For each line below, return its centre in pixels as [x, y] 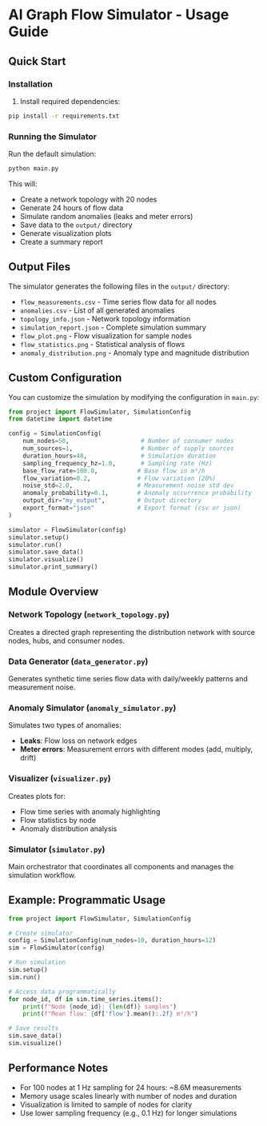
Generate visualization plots [66, 233]
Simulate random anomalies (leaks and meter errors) [106, 216]
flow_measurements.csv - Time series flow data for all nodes [118, 301]
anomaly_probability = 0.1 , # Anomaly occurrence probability [137, 493]
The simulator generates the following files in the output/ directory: [119, 286]
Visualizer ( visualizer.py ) [60, 779]
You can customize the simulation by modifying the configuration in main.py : [134, 397]
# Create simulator [41, 933]
